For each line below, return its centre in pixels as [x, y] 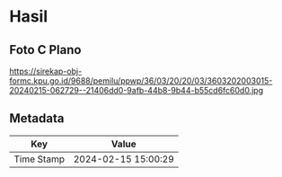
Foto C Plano [45, 50]
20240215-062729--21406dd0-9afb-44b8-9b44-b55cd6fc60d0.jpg [136, 90]
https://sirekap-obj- [46, 71]
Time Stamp [40, 159]
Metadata [37, 119]
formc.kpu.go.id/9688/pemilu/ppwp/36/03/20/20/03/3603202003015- [141, 81]
